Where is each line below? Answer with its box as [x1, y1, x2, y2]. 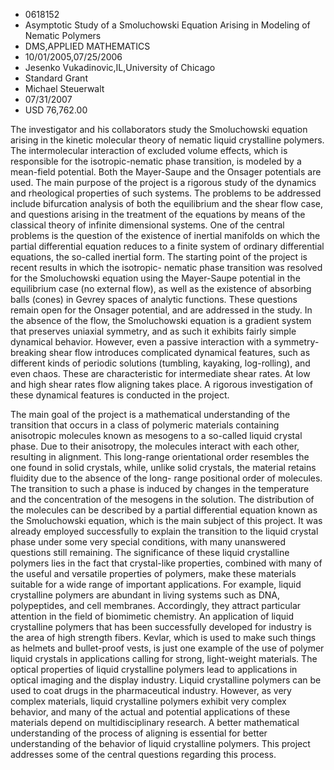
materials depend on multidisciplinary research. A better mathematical [10, 717, 300, 728]
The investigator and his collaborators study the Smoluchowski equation [10, 124, 308, 135]
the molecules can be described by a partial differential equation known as [10, 504, 318, 516]
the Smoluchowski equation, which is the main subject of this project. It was [10, 515, 323, 526]
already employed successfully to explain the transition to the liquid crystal [10, 525, 319, 537]
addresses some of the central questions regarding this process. [10, 749, 277, 760]
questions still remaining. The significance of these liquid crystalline [10, 547, 290, 558]
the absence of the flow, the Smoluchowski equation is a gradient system [10, 315, 312, 326]
